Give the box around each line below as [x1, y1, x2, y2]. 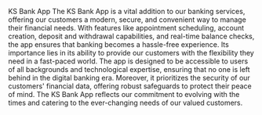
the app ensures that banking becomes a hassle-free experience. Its [8, 40, 229, 49]
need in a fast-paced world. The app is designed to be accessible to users [8, 56, 249, 66]
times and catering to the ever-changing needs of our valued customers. [8, 98, 243, 107]
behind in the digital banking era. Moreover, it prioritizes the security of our [8, 74, 251, 82]
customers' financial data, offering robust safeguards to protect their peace [8, 81, 253, 91]
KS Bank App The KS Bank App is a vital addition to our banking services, [8, 7, 246, 16]
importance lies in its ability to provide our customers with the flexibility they [8, 49, 255, 57]
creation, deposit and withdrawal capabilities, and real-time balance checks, [8, 31, 255, 41]
